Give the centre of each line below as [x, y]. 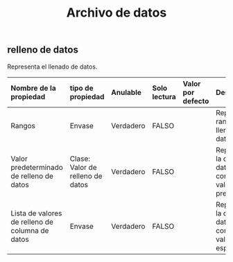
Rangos [23, 125]
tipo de [81, 88]
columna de [30, 230]
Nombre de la [34, 88]
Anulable [126, 92]
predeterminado [37, 167]
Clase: [80, 159]
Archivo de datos [116, 13]
